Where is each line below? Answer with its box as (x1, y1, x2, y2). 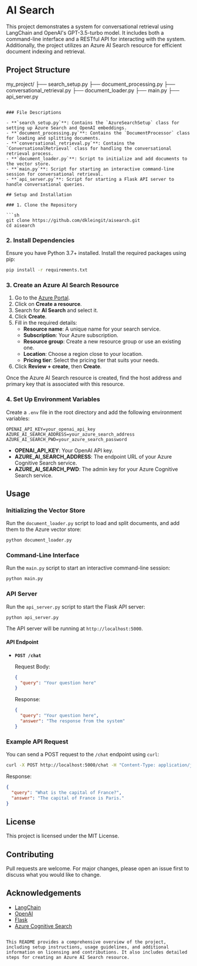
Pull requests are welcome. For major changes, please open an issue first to (6, 865, 189, 872)
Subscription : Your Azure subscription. (23, 332, 118, 339)
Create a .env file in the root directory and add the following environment (6, 409, 182, 416)
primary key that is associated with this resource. (6, 381, 125, 388)
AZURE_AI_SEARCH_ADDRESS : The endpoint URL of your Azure (14, 453, 172, 460)
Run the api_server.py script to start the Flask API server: (6, 603, 145, 610)
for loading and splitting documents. (6, 135, 101, 141)
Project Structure (6, 65, 70, 75)
